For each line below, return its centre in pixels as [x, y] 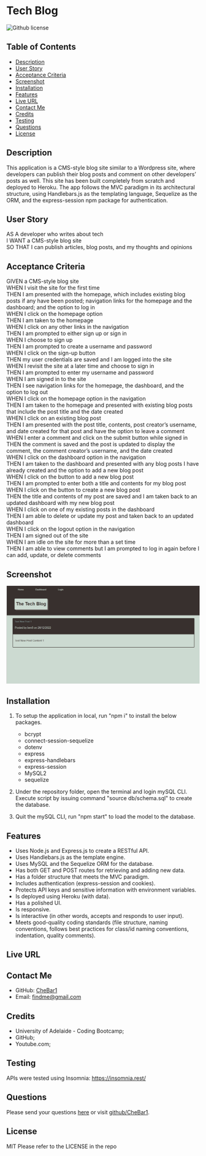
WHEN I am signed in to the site [46, 379]
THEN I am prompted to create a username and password [79, 347]
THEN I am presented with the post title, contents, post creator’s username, [101, 425]
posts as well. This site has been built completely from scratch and [91, 180]
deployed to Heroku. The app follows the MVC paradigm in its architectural [101, 187]
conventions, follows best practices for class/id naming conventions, [102, 929]
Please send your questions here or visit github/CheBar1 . [78, 1112]
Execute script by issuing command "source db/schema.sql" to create [104, 798]
